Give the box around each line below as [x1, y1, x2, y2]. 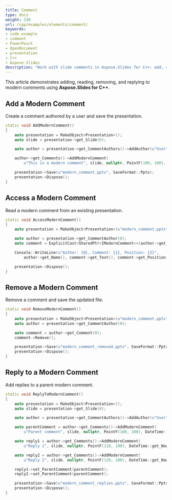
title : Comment [5, 7, 38, 13]
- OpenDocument [5, 46, 38, 51]
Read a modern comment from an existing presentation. [5, 207, 123, 213]
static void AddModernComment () [5, 123, 74, 128]
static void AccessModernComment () [5, 217, 81, 223]
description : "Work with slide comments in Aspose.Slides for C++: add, [5, 65, 164, 70]
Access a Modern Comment [5, 194, 96, 202]
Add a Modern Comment [5, 99, 85, 108]
